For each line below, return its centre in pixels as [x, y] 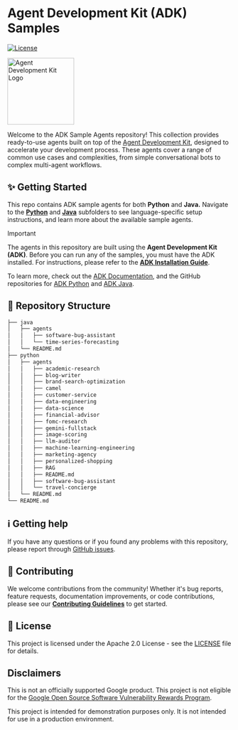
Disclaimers [34, 673]
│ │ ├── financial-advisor [54, 415]
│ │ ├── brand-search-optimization [66, 382]
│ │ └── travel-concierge [52, 488]
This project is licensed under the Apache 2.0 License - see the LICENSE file [119, 643]
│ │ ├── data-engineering [52, 402]
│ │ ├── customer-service [52, 395]
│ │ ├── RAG [31, 467]
